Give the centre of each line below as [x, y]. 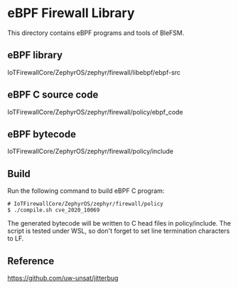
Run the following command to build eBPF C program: [86, 191]
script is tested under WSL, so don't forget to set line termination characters [119, 231]
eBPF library [35, 55]
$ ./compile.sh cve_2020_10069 [54, 210]
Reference [31, 261]
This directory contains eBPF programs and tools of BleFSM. [96, 33]
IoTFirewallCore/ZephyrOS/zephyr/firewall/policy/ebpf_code [95, 112]
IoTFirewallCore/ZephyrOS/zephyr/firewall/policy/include [91, 152]
